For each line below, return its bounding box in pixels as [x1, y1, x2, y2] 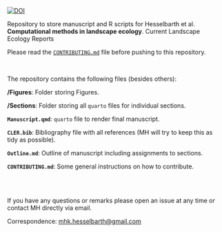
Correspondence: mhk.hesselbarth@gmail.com [7, 217, 141, 225]
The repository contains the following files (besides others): [7, 75, 177, 83]
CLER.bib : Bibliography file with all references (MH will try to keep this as [7, 128, 213, 136]
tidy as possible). [7, 135, 56, 144]
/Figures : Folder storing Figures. [7, 88, 99, 96]
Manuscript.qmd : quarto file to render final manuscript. [7, 115, 160, 123]
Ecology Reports [7, 35, 54, 43]
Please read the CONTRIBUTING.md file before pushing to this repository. [7, 48, 206, 56]
